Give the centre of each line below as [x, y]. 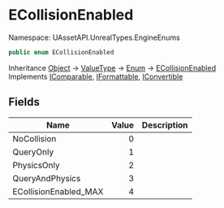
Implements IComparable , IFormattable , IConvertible [96, 76]
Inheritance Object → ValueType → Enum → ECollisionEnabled [112, 67]
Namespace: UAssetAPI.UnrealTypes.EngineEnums [94, 37]
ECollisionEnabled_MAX [58, 191]
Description [165, 125]
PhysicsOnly [36, 165]
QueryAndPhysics [47, 178]
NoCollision [34, 138]
